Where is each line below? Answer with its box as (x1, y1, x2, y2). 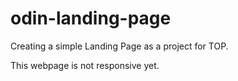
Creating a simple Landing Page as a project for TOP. (10, 40, 229, 52)
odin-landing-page (10, 7, 172, 30)
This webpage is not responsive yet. (10, 59, 160, 71)
